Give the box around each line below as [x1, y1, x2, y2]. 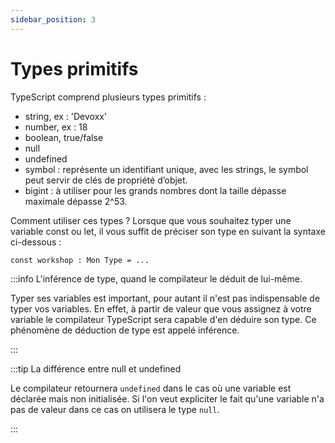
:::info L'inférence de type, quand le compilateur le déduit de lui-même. [10, 272, 303, 285]
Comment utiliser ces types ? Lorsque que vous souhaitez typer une [10, 214, 292, 226]
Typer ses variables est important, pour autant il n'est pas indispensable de [10, 292, 321, 304]
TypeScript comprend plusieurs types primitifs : [10, 91, 207, 103]
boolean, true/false [24, 131, 104, 143]
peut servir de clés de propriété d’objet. [24, 174, 188, 186]
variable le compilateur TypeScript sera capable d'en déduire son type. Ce [10, 313, 317, 325]
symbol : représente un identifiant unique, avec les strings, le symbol [24, 163, 309, 175]
